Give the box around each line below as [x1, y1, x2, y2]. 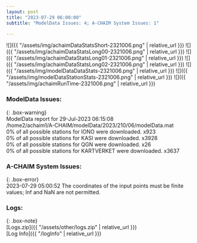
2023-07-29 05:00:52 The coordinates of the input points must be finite [6, 182, 184, 189]
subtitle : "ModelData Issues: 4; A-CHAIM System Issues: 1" [6, 20, 160, 26]
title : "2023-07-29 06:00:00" [6, 14, 82, 20]
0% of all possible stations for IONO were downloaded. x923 [6, 128, 156, 135]
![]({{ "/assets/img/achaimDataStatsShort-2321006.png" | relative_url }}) [6, 42, 184, 49]
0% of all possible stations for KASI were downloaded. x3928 [6, 134, 157, 141]
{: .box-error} [6, 176, 39, 183]
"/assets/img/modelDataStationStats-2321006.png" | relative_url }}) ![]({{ [6, 73, 186, 81]
